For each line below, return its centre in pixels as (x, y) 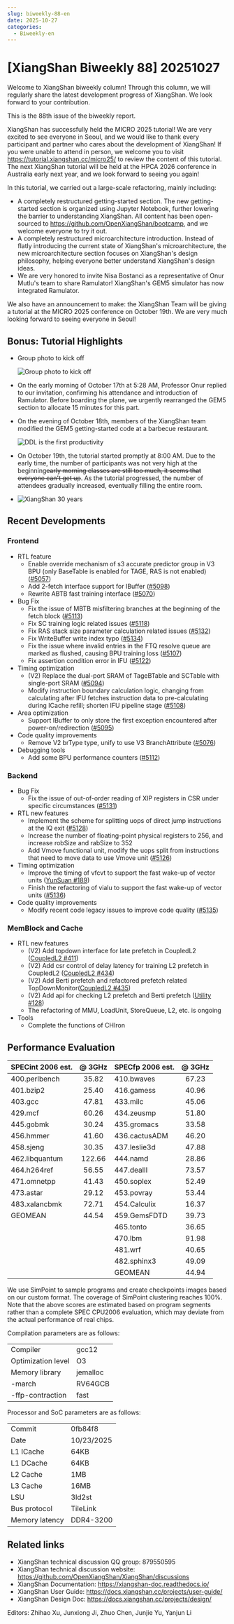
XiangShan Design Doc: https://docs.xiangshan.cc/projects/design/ (114, 1599)
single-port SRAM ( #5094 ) (66, 683)
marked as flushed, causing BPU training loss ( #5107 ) (105, 653)
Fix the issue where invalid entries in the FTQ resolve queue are (119, 646)
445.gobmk (30, 1124)
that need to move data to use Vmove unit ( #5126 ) (100, 858)
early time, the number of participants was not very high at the (107, 463)
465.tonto (131, 1227)
